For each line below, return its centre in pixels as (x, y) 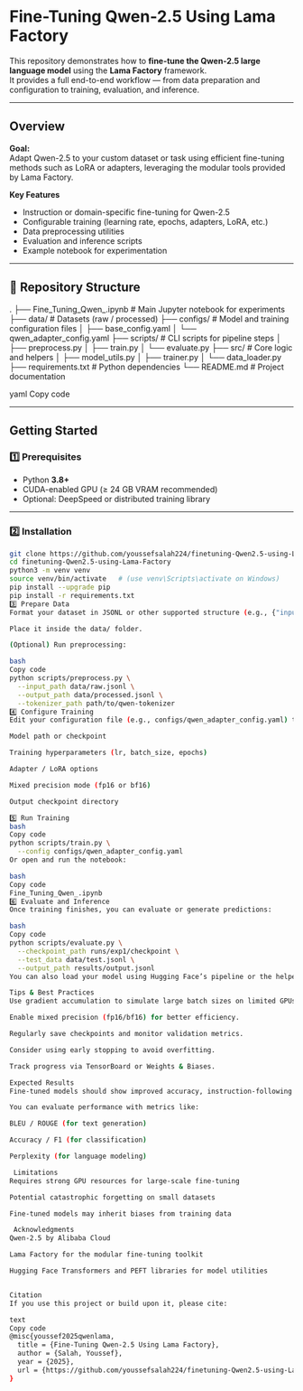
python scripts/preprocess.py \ (70, 678)
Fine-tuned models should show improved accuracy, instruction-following (151, 1091)
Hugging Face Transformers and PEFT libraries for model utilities (139, 1271)
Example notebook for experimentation (95, 250)
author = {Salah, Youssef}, (70, 1354)
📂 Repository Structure (75, 288)
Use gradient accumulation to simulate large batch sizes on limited (143, 1001)
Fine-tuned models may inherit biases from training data (120, 1214)
